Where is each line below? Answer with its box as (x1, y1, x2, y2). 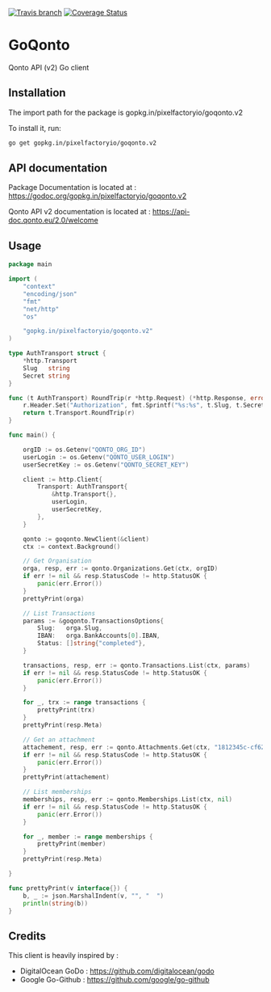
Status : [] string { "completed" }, (37, 640, 147, 648)
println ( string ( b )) (23, 899, 89, 907)
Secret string (23, 372, 70, 380)
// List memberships (23, 788, 92, 796)
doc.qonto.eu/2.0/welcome (8, 215, 98, 226)
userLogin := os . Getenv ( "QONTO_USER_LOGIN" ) (23, 453, 175, 461)
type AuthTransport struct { (8, 349, 106, 357)
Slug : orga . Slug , (37, 624, 103, 632)
